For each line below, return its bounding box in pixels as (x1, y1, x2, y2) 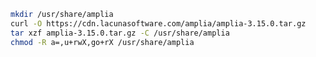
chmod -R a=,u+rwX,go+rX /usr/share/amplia (10, 37, 195, 47)
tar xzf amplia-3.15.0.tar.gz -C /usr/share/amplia (10, 28, 230, 38)
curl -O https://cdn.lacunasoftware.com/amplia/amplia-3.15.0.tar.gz (10, 18, 307, 29)
